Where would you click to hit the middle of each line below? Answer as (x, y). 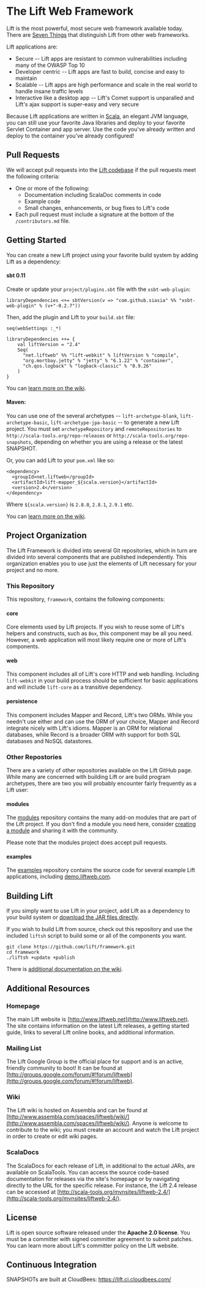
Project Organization (47, 536)
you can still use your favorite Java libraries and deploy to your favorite (96, 122)
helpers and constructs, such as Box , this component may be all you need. (100, 633)
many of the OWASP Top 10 (50, 65)
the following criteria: (33, 176)
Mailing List (24, 1048)
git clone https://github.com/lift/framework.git (71, 947)
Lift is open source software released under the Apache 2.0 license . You (98, 1233)
